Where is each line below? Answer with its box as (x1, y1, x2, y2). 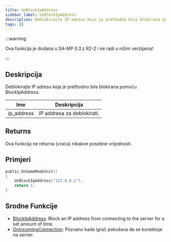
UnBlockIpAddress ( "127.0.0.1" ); (14, 178, 83, 183)
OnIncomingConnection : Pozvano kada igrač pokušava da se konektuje (12, 226, 163, 232)
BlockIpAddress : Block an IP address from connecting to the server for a (12, 215, 164, 222)
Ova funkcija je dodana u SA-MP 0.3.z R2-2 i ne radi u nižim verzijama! (5, 45, 154, 51)
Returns (5, 127, 32, 136)
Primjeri (5, 155, 31, 164)
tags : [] (5, 21, 24, 27)
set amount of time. (12, 221, 54, 227)
